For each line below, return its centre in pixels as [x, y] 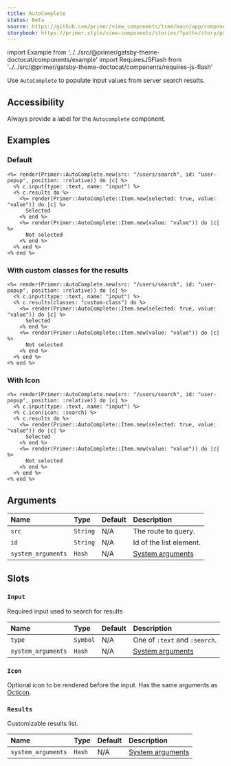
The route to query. [164, 531]
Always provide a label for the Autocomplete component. [87, 119]
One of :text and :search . [175, 640]
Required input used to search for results [65, 611]
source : [18, 26]
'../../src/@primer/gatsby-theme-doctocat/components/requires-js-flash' [110, 67]
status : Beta [26, 20]
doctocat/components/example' [53, 60]
